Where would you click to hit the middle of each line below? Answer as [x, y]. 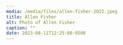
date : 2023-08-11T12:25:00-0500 [46, 33]
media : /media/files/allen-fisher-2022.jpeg [62, 11]
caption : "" [21, 28]
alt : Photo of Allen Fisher [41, 22]
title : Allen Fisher [32, 17]
